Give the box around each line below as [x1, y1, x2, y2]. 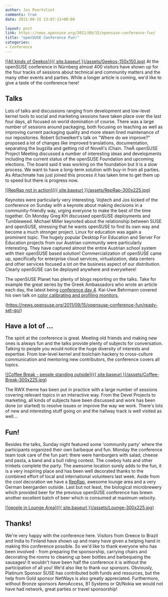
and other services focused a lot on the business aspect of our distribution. [5, 261, 161, 267]
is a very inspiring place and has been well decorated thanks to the [5, 468, 144, 474]
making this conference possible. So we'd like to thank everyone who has [5, 543, 157, 549]
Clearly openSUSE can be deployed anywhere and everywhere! [5, 266, 137, 272]
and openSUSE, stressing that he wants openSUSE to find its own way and [5, 223, 159, 230]
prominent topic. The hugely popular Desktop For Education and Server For [5, 234, 161, 240]
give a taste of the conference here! [5, 80, 79, 86]
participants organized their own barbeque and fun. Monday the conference [5, 446, 162, 453]
